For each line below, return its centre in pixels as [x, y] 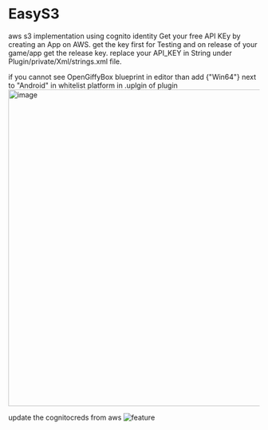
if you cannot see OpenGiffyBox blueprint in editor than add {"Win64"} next [132, 77]
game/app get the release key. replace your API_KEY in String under [120, 53]
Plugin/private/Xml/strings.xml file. [65, 61]
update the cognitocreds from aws [65, 417]
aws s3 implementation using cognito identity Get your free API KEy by [124, 36]
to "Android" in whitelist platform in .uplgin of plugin [93, 85]
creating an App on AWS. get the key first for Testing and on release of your [133, 44]
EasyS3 [34, 14]
